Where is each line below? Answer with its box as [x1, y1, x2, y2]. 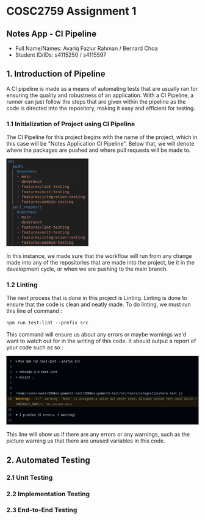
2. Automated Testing [6, 455, 90, 465]
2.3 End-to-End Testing [6, 506, 77, 515]
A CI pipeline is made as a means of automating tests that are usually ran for [6, 85, 198, 92]
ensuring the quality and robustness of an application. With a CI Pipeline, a [6, 91, 194, 99]
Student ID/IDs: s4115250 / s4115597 [15, 51, 107, 59]
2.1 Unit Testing [6, 473, 53, 482]
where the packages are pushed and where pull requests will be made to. [6, 146, 191, 154]
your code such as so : [6, 344, 64, 351]
